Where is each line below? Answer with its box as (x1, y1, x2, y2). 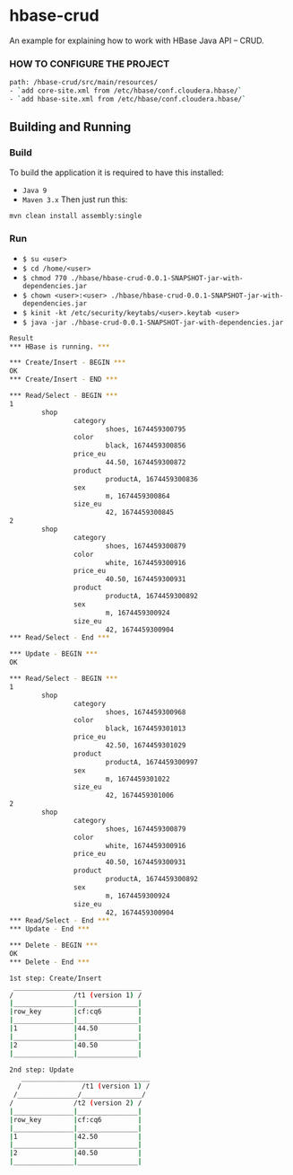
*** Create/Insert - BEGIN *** (9, 358, 126, 367)
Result (9, 333, 34, 342)
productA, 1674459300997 (105, 757, 199, 766)
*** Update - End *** (9, 924, 90, 934)
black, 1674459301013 (105, 724, 186, 733)
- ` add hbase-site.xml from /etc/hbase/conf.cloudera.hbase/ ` (9, 94, 246, 103)
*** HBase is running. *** (9, 342, 110, 351)
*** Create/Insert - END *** (9, 375, 118, 384)
